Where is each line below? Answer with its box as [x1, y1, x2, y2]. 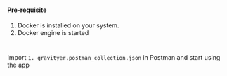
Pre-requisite [7, 6, 47, 14]
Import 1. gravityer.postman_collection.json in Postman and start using [7, 53, 221, 62]
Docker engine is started [17, 29, 89, 37]
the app [7, 61, 30, 70]
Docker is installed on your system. [17, 21, 119, 30]
